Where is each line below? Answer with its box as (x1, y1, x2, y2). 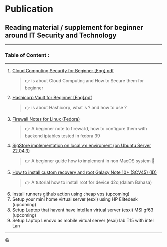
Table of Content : (5, 51, 50, 58)
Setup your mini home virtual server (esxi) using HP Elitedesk (12, 196, 138, 202)
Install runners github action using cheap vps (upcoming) (12, 191, 130, 197)
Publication (5, 3, 53, 15)
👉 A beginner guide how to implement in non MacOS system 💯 (24, 158, 155, 164)
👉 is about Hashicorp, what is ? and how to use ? (24, 105, 127, 111)
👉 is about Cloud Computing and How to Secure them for (24, 78, 144, 84)
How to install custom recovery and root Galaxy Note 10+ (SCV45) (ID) (12, 169, 157, 175)
